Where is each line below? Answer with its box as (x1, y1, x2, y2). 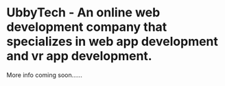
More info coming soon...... (6, 70, 83, 79)
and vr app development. (6, 48, 152, 64)
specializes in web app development (6, 34, 219, 49)
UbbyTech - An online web (6, 5, 161, 20)
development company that (6, 19, 167, 35)
